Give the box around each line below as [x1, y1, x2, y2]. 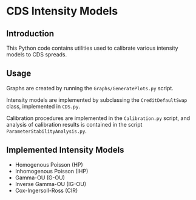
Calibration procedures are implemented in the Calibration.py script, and [6, 114, 191, 122]
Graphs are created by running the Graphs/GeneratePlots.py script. [6, 84, 174, 92]
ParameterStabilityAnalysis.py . [6, 127, 87, 135]
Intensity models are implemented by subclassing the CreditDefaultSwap [6, 96, 188, 104]
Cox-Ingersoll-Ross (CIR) [15, 187, 78, 194]
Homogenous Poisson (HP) [15, 161, 83, 168]
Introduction [6, 28, 55, 39]
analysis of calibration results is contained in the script [6, 121, 143, 128]
